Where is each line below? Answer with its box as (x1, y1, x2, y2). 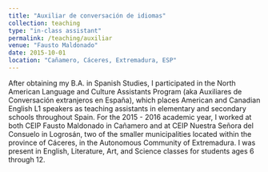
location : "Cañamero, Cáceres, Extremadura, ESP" (8, 57, 178, 65)
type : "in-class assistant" (8, 26, 102, 34)
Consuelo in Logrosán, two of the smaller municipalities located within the (8, 129, 252, 138)
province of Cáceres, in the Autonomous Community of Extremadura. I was (8, 138, 256, 147)
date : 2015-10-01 (8, 49, 66, 57)
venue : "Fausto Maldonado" (8, 42, 98, 50)
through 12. (8, 154, 46, 164)
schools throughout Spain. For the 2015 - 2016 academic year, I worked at (8, 112, 252, 122)
